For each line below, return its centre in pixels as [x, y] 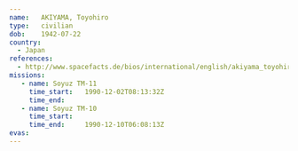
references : [31, 59]
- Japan [31, 51]
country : [25, 42]
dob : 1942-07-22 [45, 34]
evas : [19, 133]
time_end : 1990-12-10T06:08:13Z [97, 125]
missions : [27, 75]
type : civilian [41, 26]
